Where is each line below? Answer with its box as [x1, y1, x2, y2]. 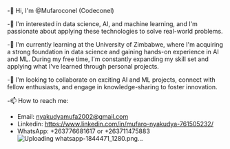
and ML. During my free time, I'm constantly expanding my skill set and [7, 55, 209, 63]
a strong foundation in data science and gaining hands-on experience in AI [7, 48, 219, 56]
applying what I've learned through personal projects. [7, 62, 160, 70]
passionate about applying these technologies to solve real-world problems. [7, 27, 223, 35]
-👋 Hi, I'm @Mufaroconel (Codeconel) [7, 7, 115, 14]
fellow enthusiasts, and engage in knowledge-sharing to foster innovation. [7, 83, 218, 91]
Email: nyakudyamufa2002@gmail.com [17, 113, 129, 120]
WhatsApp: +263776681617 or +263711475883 [17, 127, 150, 135]
